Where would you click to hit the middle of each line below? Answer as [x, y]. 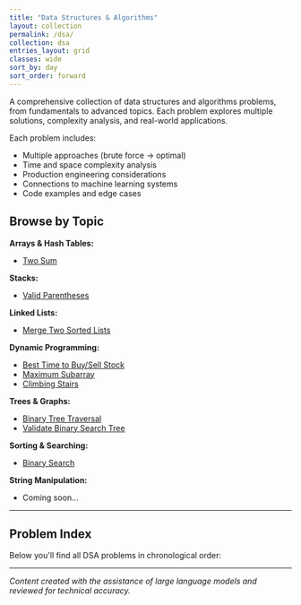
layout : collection [46, 26]
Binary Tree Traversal [62, 419]
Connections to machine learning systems [100, 184]
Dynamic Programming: [55, 347]
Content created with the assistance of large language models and [133, 581]
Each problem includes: [53, 138]
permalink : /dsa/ [42, 34]
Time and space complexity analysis [89, 164]
